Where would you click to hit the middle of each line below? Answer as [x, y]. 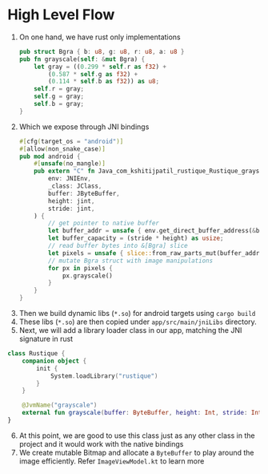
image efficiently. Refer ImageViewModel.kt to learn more [112, 461]
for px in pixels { [80, 268]
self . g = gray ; [59, 97]
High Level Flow [61, 15]
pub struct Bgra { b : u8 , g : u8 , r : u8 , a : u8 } [102, 51]
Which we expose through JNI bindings [84, 127]
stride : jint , [72, 209]
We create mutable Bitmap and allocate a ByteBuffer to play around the [136, 452]
